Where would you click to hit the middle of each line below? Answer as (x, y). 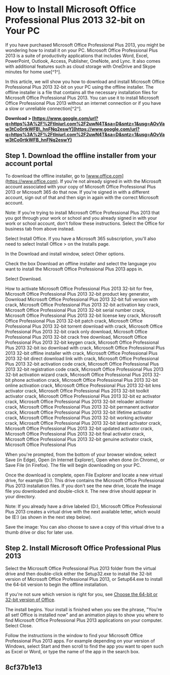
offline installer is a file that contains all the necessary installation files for (81, 92)
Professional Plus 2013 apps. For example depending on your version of (80, 641)
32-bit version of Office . (30, 600)
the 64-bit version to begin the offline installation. (57, 584)
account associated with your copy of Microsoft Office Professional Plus (80, 186)
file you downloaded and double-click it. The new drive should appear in (81, 491)
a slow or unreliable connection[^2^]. (44, 108)
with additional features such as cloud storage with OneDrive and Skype (80, 66)
